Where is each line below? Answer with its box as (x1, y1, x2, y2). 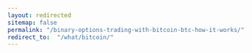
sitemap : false (7, 19, 58, 26)
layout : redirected (7, 11, 72, 19)
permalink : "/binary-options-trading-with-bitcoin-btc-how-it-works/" (7, 26, 245, 34)
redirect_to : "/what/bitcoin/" (7, 33, 114, 41)
